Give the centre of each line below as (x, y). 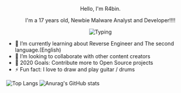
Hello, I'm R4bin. (100, 9)
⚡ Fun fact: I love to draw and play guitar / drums (75, 69)
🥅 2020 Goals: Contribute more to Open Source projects (84, 63)
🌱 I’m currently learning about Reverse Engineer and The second (94, 43)
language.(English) (38, 50)
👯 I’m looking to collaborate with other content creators (82, 56)
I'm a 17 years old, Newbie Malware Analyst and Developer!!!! (100, 20)
